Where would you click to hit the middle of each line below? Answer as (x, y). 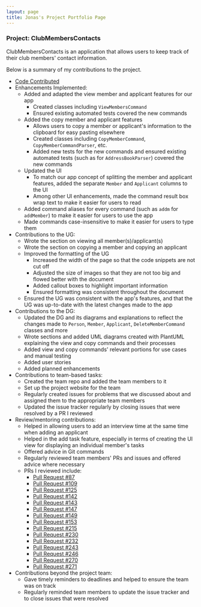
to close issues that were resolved (66, 598)
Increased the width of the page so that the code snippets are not (114, 260)
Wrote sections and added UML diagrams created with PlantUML (104, 337)
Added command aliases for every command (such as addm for (101, 209)
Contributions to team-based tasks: (59, 375)
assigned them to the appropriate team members (84, 400)
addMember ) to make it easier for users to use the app (88, 215)
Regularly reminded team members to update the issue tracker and (106, 592)
